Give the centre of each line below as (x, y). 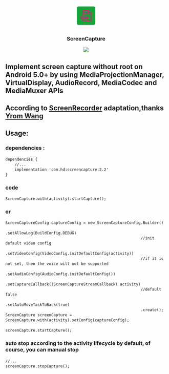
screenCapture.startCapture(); (39, 330)
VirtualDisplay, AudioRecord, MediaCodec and (81, 83)
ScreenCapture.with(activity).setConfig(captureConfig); (67, 320)
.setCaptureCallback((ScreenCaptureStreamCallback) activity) (73, 284)
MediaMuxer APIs (34, 90)
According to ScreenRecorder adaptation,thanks (84, 108)
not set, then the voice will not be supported (57, 264)
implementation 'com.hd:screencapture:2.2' (62, 170)
